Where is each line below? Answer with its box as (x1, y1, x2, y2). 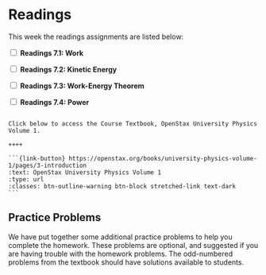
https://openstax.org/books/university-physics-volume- (68, 154, 258, 162)
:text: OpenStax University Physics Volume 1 (8, 168, 161, 176)
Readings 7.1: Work (19, 48, 84, 57)
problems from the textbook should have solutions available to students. (8, 257, 245, 267)
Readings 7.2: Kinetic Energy (19, 64, 118, 74)
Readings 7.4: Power (19, 97, 90, 107)
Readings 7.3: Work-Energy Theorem (19, 81, 145, 91)
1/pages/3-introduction (8, 161, 87, 169)
